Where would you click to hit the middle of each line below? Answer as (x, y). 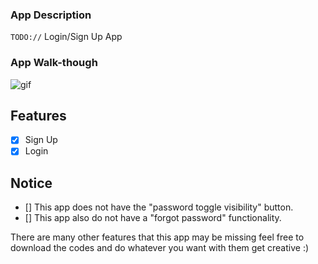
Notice (31, 183)
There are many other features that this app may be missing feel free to (157, 237)
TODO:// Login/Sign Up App (66, 37)
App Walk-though (54, 63)
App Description (51, 15)
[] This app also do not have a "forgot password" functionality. (153, 218)
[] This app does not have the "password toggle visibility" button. (159, 207)
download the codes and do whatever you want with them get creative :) (160, 248)
